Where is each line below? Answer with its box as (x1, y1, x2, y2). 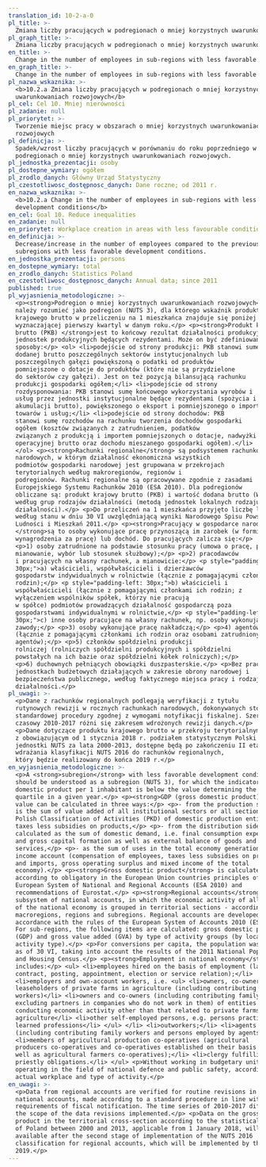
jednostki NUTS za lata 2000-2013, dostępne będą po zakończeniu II (15, 741, 246, 749)
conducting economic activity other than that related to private (15, 1007, 239, 1015)
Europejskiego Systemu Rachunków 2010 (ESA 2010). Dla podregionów (15, 483, 243, 492)
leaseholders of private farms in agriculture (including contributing (15, 985, 257, 993)
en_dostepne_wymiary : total (8, 262, 101, 270)
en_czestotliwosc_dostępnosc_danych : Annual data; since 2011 (8, 277, 218, 285)
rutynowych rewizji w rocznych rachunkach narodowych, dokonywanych (15, 705, 246, 713)
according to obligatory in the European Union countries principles (15, 874, 249, 882)
